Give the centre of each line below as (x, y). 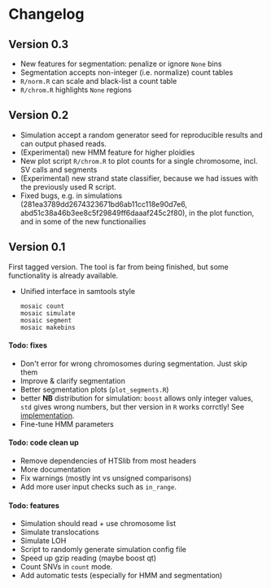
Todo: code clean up (44, 443)
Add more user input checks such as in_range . (98, 487)
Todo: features (34, 505)
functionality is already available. (63, 275)
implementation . (47, 415)
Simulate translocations (59, 532)
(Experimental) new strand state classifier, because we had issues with (139, 178)
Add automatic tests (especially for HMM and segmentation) (121, 576)
